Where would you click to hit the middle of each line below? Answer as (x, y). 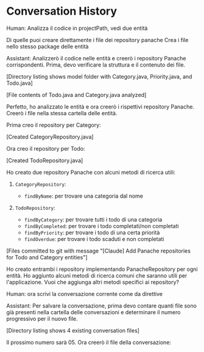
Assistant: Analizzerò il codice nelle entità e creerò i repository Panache (96, 58)
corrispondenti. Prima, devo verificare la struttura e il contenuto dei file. (96, 65)
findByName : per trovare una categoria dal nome (84, 196)
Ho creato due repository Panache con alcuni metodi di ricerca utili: (91, 172)
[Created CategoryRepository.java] (50, 137)
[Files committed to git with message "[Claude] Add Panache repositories (98, 251)
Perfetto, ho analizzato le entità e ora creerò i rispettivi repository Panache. (100, 106)
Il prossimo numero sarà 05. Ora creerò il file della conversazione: (89, 342)
